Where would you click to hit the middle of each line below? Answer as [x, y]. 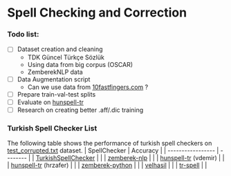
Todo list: [23, 35]
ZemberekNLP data [55, 72]
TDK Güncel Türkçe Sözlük [66, 57]
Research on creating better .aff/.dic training [80, 110]
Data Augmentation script [54, 79]
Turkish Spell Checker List [52, 128]
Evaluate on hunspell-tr [50, 102]
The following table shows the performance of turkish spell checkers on [110, 144]
